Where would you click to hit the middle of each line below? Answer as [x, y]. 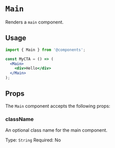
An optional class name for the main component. [56, 130]
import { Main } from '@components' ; [45, 50]
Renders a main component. [34, 22]
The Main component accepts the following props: [58, 106]
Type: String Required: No [33, 140]
